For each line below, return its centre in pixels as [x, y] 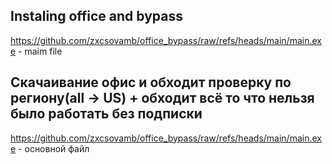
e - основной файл [50, 148]
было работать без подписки [106, 114]
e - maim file [36, 51]
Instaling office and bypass [96, 16]
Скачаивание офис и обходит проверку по [151, 82]
